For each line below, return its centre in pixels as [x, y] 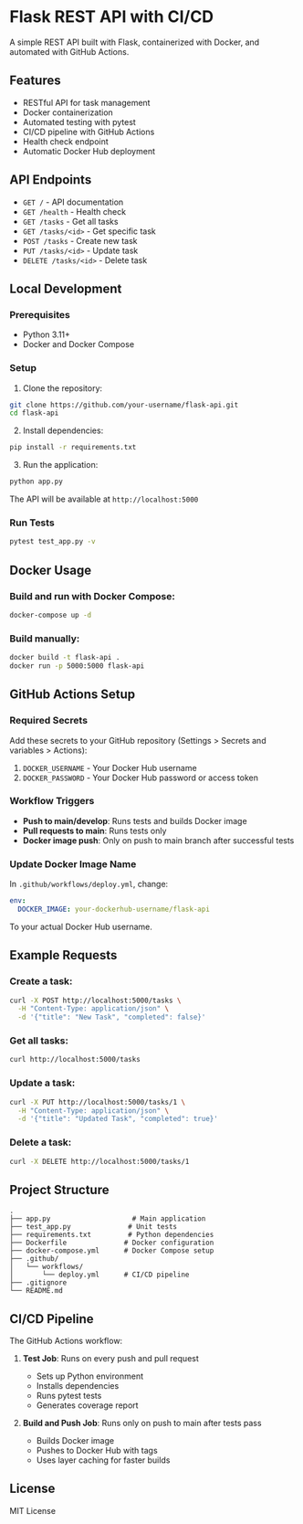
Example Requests [63, 955]
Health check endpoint [66, 141]
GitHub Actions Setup [73, 695]
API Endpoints [51, 180]
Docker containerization [68, 112]
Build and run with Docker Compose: [92, 596]
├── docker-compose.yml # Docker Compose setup [112, 1251]
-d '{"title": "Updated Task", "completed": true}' [118, 1119]
